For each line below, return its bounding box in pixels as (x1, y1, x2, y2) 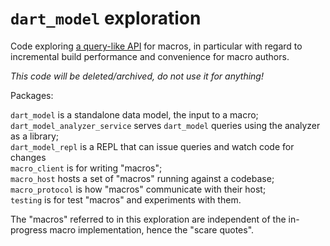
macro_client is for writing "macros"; (10, 162, 163, 174)
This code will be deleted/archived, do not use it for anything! (10, 70, 264, 82)
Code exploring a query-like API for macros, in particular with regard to (10, 40, 303, 52)
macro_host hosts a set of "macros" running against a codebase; (10, 172, 275, 184)
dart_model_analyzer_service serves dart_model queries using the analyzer (10, 119, 321, 131)
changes (10, 151, 47, 163)
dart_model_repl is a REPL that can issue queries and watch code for (10, 140, 295, 152)
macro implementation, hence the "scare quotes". (49, 223, 255, 236)
